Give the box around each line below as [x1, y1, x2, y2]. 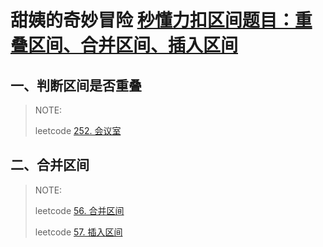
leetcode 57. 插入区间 [34, 226, 123, 238]
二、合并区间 [10, 157, 90, 174]
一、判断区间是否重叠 [10, 77, 142, 94]
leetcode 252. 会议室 [34, 125, 122, 136]
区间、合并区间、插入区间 [28, 34, 239, 57]
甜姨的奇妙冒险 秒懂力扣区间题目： [10, 9, 295, 32]
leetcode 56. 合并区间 [34, 204, 125, 216]
